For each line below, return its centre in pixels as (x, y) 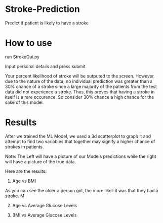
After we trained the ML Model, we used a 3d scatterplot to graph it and (78, 136)
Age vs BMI (24, 181)
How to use (29, 43)
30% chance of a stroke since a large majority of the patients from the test (81, 86)
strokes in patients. (24, 147)
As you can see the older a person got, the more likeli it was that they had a (82, 190)
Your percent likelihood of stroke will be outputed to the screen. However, (80, 76)
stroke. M (15, 196)
